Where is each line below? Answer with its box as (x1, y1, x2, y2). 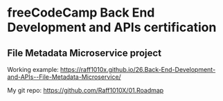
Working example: (7, 66, 59, 73)
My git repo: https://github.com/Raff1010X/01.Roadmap (7, 86, 164, 94)
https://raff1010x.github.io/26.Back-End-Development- (60, 66, 216, 73)
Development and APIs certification (7, 19, 217, 35)
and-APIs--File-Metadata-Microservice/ (7, 73, 121, 81)
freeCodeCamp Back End (7, 5, 155, 21)
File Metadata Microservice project (7, 47, 161, 59)
